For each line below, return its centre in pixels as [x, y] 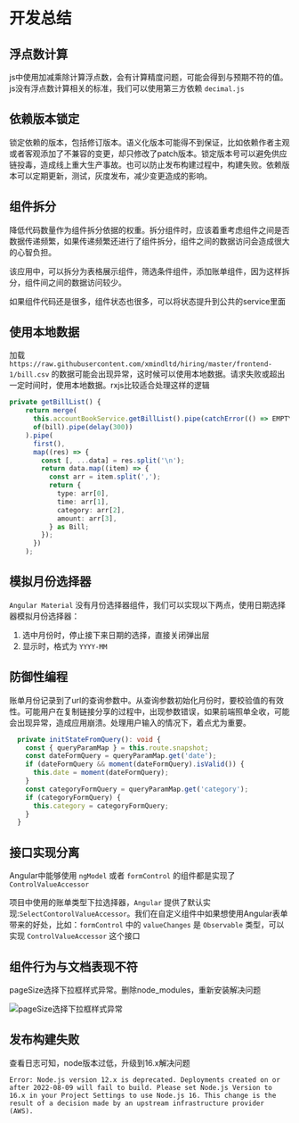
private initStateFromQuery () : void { [89, 739]
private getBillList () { [55, 403]
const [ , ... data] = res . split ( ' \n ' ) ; [113, 461]
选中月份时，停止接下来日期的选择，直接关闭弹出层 [116, 635]
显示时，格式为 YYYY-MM [65, 646]
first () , [49, 444]
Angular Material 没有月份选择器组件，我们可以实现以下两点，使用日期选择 [148, 604]
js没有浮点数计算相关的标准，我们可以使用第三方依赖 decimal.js [127, 88]
